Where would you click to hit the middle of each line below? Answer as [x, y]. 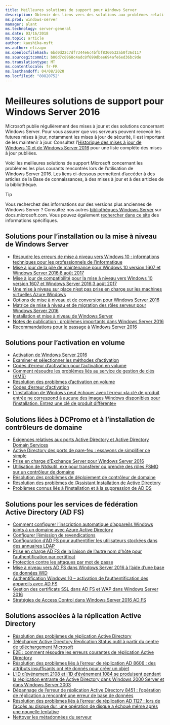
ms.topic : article [25, 39]
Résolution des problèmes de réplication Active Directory [72, 636]
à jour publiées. [22, 153]
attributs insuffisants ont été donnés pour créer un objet [71, 668]
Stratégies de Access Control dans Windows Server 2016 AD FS [79, 600]
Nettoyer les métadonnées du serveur [52, 717]
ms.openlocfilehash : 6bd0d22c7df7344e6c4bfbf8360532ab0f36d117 [73, 52]
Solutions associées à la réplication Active [73, 616]
